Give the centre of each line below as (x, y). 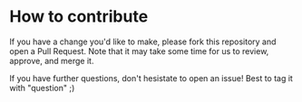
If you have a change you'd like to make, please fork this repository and (143, 42)
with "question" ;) (42, 88)
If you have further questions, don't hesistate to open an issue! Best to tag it (151, 78)
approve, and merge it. (52, 60)
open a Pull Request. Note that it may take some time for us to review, (139, 51)
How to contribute (79, 17)
